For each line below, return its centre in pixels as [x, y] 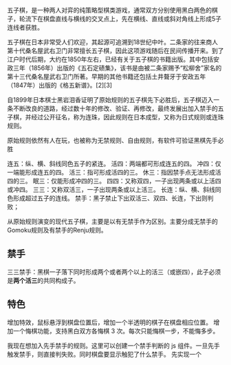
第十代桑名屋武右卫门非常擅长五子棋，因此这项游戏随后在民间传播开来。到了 [115, 51]
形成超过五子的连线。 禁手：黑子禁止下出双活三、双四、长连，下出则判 [113, 198]
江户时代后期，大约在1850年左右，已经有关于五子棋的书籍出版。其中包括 [110, 59]
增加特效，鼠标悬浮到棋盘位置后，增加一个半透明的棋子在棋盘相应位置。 [109, 322]
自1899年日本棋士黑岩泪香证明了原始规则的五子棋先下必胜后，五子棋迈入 [110, 100]
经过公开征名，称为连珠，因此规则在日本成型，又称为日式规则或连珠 [127, 117]
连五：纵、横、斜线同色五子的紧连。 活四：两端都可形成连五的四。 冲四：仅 [114, 164]
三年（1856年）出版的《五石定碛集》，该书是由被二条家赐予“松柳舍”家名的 [117, 68]
